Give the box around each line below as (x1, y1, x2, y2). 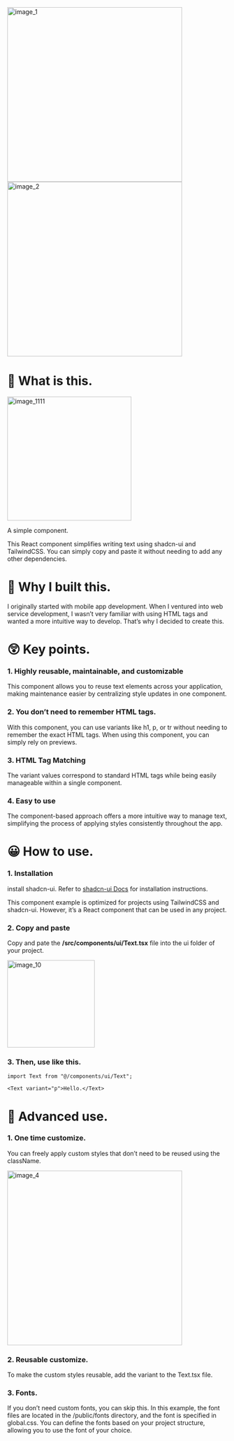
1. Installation (7, 869, 54, 879)
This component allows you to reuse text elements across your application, (7, 682, 224, 691)
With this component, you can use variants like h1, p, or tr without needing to (7, 723, 228, 731)
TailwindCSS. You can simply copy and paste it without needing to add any (7, 547, 222, 555)
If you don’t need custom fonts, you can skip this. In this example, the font (7, 1404, 220, 1412)
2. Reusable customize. (7, 1354, 89, 1364)
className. (7, 1156, 41, 1165)
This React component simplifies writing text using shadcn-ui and (7, 539, 196, 548)
